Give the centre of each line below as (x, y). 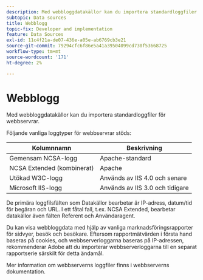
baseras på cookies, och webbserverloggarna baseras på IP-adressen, (95, 241)
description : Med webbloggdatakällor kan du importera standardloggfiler (102, 12)
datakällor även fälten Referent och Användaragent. (71, 216)
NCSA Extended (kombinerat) (52, 168)
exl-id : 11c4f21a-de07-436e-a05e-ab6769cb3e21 (66, 40)
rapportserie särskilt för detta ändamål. (55, 253)
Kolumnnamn (52, 148)
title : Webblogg (27, 23)
